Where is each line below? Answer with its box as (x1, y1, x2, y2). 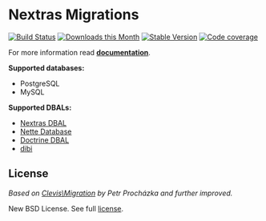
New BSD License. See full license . (8, 203, 124, 213)
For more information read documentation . (8, 47, 151, 57)
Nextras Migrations (8, 6, 139, 24)
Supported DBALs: (8, 102, 72, 112)
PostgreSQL (19, 78, 60, 88)
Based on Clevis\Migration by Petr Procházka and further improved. (8, 188, 233, 198)
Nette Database (19, 127, 72, 136)
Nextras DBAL (19, 118, 66, 127)
